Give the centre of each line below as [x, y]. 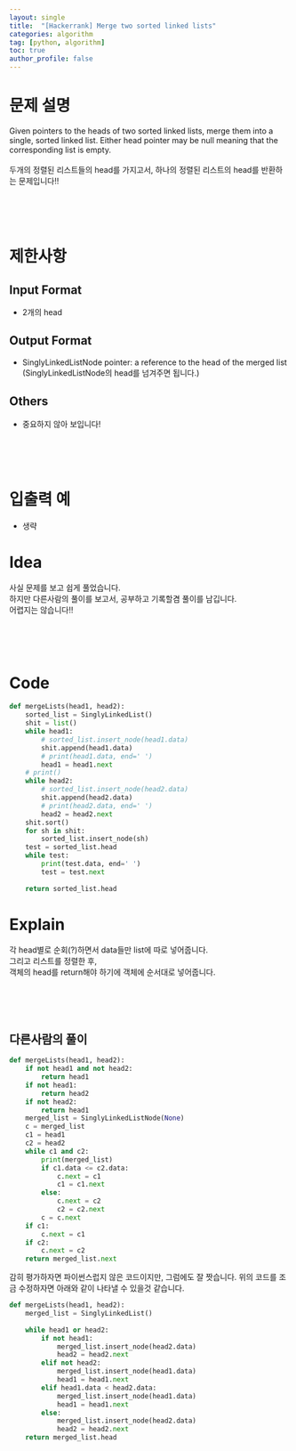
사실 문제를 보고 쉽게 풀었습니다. [65, 588]
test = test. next [73, 872]
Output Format [51, 340]
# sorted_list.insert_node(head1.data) [115, 740]
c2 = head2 [45, 1143]
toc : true [28, 51]
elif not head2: [71, 1363]
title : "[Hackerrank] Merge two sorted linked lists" [113, 26]
